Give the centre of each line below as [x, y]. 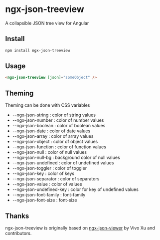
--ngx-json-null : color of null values [50, 152]
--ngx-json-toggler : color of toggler [50, 168]
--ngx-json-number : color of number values [58, 120]
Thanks [17, 216]
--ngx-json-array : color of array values [53, 136]
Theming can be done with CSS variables [48, 105]
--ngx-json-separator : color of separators [56, 179]
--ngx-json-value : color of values [47, 184]
